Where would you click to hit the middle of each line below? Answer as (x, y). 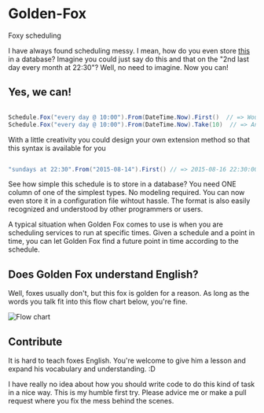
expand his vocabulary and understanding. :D (82, 369)
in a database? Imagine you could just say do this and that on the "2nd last (128, 59)
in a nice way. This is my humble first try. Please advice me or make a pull (127, 393)
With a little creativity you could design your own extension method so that (129, 139)
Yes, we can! (40, 92)
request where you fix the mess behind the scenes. (91, 401)
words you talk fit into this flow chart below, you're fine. (98, 302)
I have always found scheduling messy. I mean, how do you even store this (129, 50)
